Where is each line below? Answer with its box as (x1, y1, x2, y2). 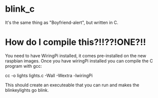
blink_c (5, 3, 35, 15)
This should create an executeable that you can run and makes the (5, 82, 139, 88)
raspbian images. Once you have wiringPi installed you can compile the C (5, 58, 153, 64)
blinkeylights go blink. (5, 87, 49, 93)
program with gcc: (5, 63, 43, 69)
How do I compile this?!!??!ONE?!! (5, 37, 146, 48)
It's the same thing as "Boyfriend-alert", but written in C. (5, 20, 118, 25)
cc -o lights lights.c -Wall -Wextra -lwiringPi (5, 72, 93, 78)
